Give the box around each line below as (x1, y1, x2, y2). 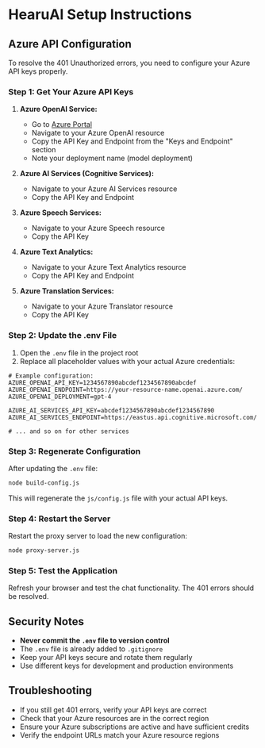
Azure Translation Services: (19, 286, 114, 296)
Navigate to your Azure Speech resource (31, 224, 165, 233)
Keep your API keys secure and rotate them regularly (19, 653, 193, 662)
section (31, 145, 56, 155)
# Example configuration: (8, 371, 94, 380)
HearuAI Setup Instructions (8, 6, 193, 24)
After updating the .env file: (8, 463, 98, 473)
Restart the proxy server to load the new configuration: (8, 531, 188, 541)
